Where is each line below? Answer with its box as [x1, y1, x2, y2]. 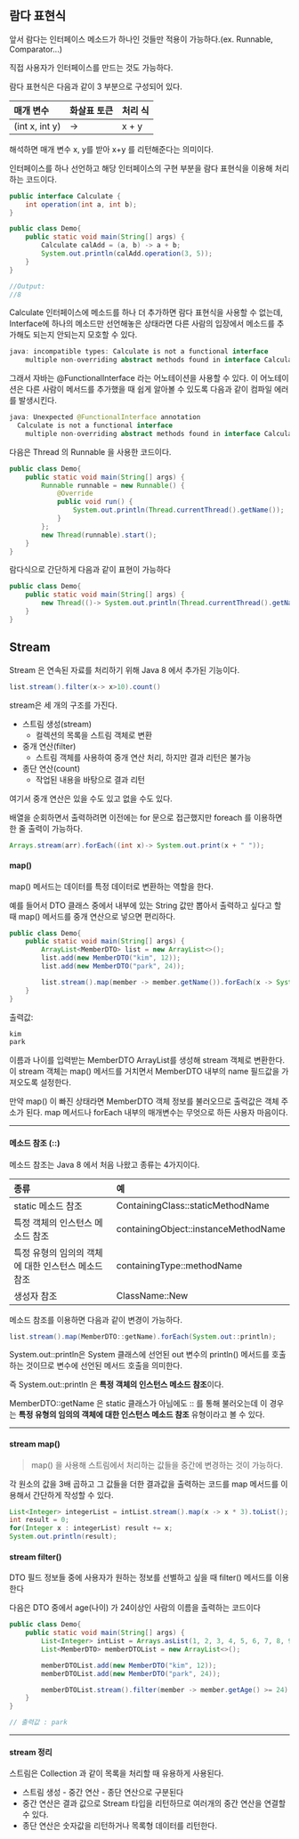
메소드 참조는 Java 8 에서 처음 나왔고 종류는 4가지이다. [9, 1159, 200, 1170]
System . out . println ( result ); [9, 1532, 117, 1542]
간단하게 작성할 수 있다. [32, 1489, 114, 1500]
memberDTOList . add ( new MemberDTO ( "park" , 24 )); [41, 1669, 221, 1678]
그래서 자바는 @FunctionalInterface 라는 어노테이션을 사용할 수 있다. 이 [9, 373, 258, 384]
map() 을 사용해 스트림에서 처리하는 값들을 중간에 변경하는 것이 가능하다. [30, 1459, 283, 1470]
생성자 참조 [13, 1290, 58, 1302]
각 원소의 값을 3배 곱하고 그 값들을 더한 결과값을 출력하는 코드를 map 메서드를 [9, 1478, 279, 1489]
